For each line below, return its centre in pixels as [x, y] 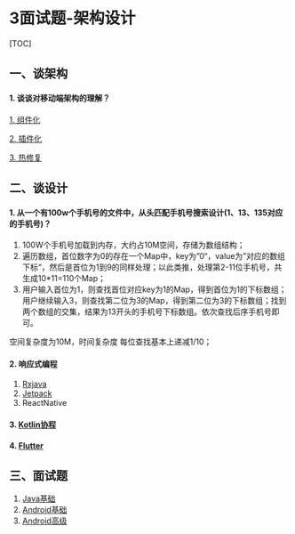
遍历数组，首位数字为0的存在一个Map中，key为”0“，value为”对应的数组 [154, 256]
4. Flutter [27, 445]
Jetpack [37, 393]
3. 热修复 [26, 158]
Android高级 [44, 521]
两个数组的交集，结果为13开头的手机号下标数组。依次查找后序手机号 [147, 311]
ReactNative [44, 403]
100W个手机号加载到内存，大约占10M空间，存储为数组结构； [134, 245]
